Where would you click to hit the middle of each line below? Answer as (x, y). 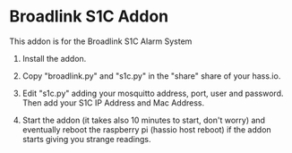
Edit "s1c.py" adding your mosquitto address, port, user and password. (153, 93)
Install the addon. (54, 58)
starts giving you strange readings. (86, 139)
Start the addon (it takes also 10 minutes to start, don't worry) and (144, 120)
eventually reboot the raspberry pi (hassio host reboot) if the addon (146, 129)
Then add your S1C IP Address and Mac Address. (113, 102)
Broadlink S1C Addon (89, 17)
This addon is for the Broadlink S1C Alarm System (101, 41)
